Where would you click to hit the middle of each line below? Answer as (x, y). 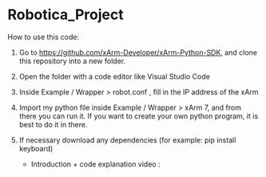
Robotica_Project (66, 15)
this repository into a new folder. (72, 61)
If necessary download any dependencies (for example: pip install (127, 140)
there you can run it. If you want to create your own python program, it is (139, 116)
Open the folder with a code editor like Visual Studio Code (115, 76)
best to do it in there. (53, 124)
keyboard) (36, 148)
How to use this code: (44, 37)
